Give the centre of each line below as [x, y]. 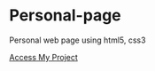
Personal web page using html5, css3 [77, 40]
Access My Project [43, 57]
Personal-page [65, 16]
